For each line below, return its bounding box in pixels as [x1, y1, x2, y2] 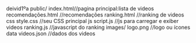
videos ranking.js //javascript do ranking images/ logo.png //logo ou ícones [6, 24, 191, 31]
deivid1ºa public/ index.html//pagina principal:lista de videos [6, 5, 154, 12]
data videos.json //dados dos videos [6, 30, 95, 37]
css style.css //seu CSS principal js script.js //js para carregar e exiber [6, 18, 179, 24]
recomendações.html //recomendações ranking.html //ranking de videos [6, 11, 185, 18]
